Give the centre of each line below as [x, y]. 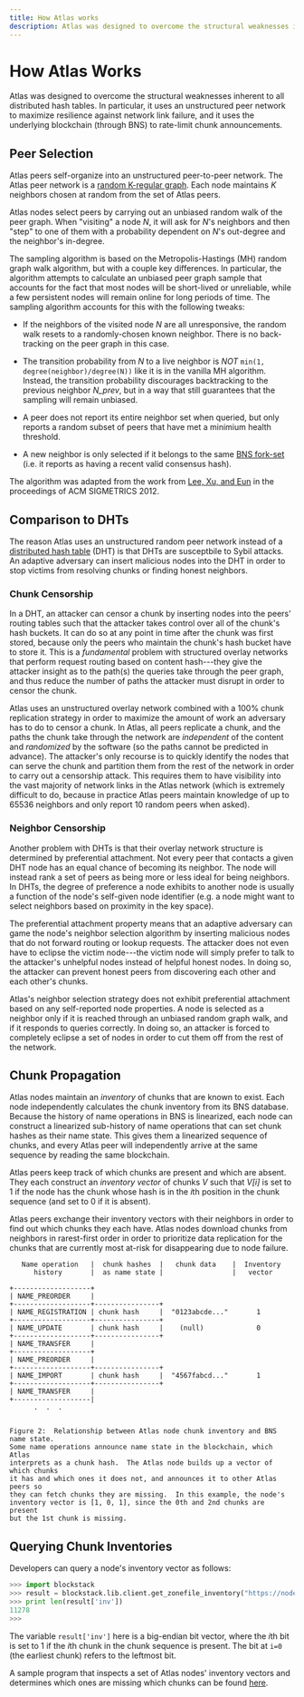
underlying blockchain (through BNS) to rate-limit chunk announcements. [146, 125]
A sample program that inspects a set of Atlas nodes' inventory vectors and [150, 1673]
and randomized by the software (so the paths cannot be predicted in [139, 747]
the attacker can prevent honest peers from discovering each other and [142, 971]
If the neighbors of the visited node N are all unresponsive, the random [154, 325]
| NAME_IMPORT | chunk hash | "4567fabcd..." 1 [135, 1376]
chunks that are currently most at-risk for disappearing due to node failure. [149, 1248]
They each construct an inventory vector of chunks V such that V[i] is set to [151, 1182]
